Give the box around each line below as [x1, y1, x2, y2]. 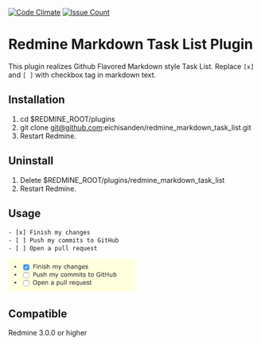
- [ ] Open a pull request [8, 245, 98, 253]
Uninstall [8, 154, 54, 168]
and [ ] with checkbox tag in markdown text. [8, 70, 157, 79]
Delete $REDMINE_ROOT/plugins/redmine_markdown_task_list [19, 175, 225, 184]
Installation [8, 93, 65, 107]
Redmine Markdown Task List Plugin [8, 36, 253, 53]
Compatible [8, 307, 68, 320]
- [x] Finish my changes [8, 229, 91, 237]
